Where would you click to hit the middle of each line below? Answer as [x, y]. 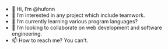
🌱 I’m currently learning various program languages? [75, 21]
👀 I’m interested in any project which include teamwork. [78, 15]
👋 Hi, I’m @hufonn [33, 9]
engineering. [27, 34]
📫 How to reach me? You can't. [50, 40]
